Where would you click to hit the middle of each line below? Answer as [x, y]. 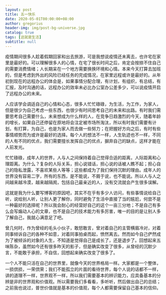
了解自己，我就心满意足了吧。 [35, 217]
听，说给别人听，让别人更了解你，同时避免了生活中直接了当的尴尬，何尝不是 [83, 199]
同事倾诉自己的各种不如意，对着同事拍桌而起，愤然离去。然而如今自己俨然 [81, 234]
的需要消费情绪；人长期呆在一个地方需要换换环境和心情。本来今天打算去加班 [83, 69]
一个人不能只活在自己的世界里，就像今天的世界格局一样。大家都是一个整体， [83, 263]
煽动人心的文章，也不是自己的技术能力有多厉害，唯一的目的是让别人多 [89, 211]
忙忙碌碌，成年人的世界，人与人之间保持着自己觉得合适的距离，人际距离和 [81, 157]
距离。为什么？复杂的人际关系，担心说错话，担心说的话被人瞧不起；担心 [83, 164]
